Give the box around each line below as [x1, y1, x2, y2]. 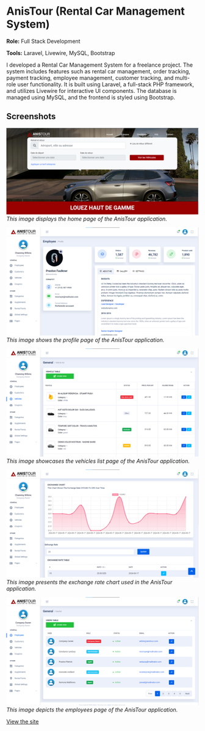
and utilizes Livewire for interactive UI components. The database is [6, 87, 177, 94]
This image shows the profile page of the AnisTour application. [6, 336, 165, 343]
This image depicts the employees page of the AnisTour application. [6, 706, 178, 713]
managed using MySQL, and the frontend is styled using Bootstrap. [6, 94, 176, 101]
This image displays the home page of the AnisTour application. [6, 215, 168, 222]
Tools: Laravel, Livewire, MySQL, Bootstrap [6, 49, 115, 56]
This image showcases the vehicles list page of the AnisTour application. [6, 457, 190, 465]
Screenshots [6, 111, 56, 122]
